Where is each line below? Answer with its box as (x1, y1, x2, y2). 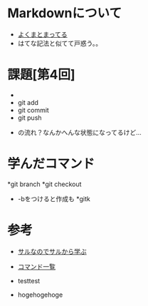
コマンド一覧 (17, 262, 55, 270)
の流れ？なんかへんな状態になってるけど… (17, 128, 142, 136)
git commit (17, 106, 50, 114)
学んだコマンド (7, 156, 95, 172)
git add (17, 98, 39, 106)
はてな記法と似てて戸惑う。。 (17, 39, 102, 47)
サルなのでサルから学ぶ (17, 247, 87, 255)
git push (17, 113, 42, 122)
